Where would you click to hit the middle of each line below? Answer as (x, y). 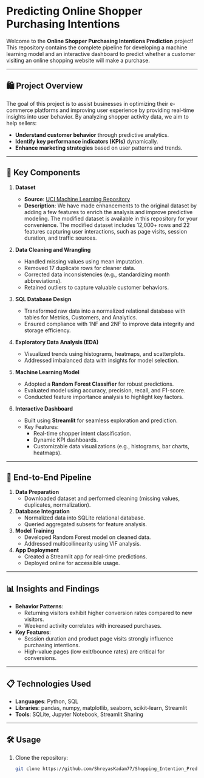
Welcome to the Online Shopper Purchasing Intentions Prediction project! (100, 41)
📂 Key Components (43, 172)
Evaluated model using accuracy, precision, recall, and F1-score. (105, 390)
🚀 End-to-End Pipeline (49, 477)
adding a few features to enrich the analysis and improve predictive (108, 212)
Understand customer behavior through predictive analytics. (92, 134)
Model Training (35, 531)
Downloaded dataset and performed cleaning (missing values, (102, 498)
